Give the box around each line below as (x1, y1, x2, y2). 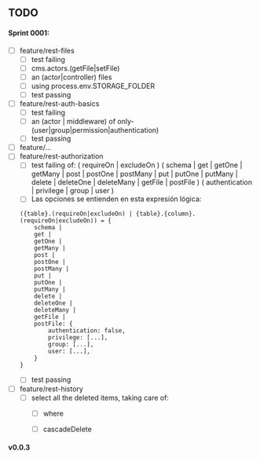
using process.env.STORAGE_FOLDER (31, 81, 156, 90)
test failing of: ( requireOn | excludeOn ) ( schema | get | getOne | (31, 160, 243, 170)
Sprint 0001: (8, 27, 49, 38)
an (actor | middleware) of (31, 117, 116, 126)
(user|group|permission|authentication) (31, 126, 159, 135)
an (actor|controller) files (31, 72, 112, 82)
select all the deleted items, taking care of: (31, 393, 169, 402)
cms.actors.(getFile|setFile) (31, 63, 120, 73)
